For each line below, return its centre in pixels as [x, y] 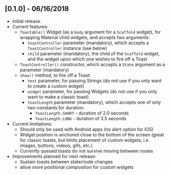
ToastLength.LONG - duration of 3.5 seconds [81, 118]
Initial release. [27, 21]
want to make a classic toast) [58, 97]
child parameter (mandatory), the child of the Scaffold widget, [94, 53]
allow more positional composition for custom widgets [77, 167]
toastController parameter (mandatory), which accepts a [88, 43]
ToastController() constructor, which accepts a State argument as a [92, 64]
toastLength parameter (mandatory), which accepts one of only [94, 102]
